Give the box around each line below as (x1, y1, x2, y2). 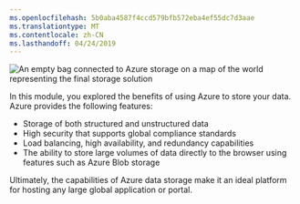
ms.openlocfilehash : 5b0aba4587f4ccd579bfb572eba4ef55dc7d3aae (9, 13, 255, 23)
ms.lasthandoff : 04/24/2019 (9, 38, 117, 48)
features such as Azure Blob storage (22, 157, 160, 168)
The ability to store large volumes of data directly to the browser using (22, 148, 287, 158)
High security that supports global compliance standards (22, 128, 237, 139)
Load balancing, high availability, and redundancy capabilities (22, 138, 254, 148)
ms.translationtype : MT (9, 22, 100, 31)
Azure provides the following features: (9, 101, 153, 112)
